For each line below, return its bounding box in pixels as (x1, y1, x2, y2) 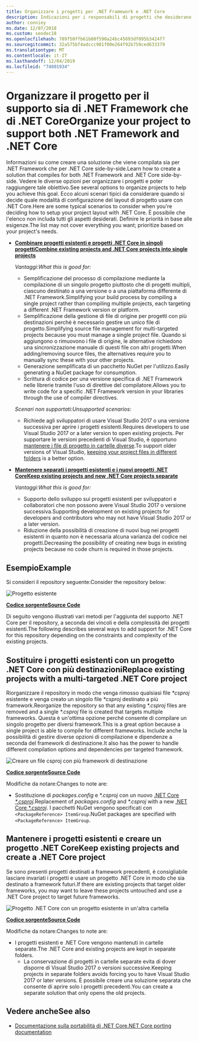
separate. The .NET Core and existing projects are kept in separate (14, 945, 176, 952)
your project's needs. (6, 228, 58, 235)
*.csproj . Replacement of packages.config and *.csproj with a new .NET (14, 797, 188, 805)
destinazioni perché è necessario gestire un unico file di (23, 319, 160, 326)
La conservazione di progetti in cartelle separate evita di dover (23, 958, 176, 965)
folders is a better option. (23, 455, 85, 462)
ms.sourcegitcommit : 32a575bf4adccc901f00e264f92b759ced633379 (6, 42, 165, 48)
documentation (14, 1028, 52, 1035)
